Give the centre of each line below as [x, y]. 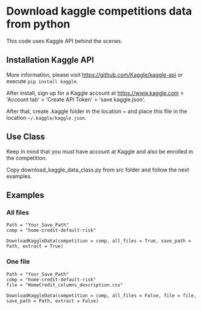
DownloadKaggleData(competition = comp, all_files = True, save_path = [99, 241]
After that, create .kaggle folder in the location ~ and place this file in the [97, 111]
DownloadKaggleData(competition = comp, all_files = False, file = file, [102, 295]
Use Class [26, 137]
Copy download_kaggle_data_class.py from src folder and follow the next [98, 170]
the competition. [27, 158]
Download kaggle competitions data [99, 11]
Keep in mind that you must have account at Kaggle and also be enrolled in [100, 151]
